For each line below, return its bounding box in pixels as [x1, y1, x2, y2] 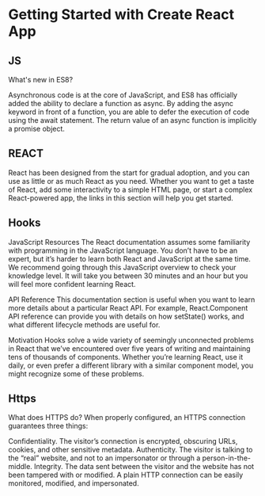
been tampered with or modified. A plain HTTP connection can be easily [8, 470, 244, 480]
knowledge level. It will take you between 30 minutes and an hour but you [8, 271, 248, 280]
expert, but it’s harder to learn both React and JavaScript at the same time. [8, 254, 252, 263]
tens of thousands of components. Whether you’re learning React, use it [8, 352, 244, 361]
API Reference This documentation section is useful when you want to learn [8, 295, 256, 304]
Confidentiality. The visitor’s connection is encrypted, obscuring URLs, [8, 437, 238, 446]
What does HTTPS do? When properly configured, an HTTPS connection [8, 413, 246, 422]
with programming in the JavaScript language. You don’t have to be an [8, 246, 238, 255]
